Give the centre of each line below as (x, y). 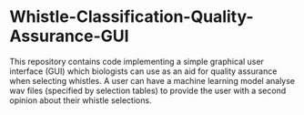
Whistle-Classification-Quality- (132, 17)
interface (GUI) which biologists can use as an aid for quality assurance (143, 71)
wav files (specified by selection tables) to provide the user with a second (148, 90)
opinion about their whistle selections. (81, 100)
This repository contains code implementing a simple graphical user (137, 61)
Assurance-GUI (69, 36)
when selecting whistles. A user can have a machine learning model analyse (152, 80)
